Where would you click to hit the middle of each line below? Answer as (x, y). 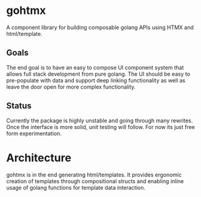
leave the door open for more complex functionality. (71, 87)
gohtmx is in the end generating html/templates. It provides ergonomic (94, 175)
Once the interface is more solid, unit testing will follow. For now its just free (101, 127)
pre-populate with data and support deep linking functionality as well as (96, 80)
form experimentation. (34, 133)
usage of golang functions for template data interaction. (76, 187)
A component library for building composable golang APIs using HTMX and (100, 27)
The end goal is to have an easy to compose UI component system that (95, 67)
